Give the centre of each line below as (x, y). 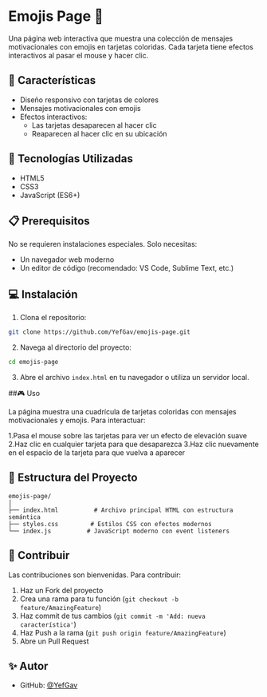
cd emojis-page (33, 362)
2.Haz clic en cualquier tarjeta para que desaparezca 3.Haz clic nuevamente (133, 444)
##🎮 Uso (24, 393)
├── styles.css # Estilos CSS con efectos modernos (110, 524)
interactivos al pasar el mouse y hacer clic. (79, 55)
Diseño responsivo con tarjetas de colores (89, 100)
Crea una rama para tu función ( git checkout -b (99, 599)
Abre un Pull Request (54, 641)
